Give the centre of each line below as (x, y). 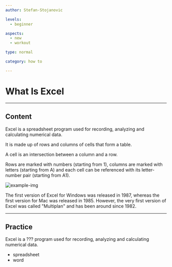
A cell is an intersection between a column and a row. (61, 154)
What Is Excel (35, 91)
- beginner (21, 24)
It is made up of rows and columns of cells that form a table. (69, 144)
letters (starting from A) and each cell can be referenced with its (73, 169)
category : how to (24, 62)
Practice (19, 227)
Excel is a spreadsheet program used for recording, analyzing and (75, 129)
